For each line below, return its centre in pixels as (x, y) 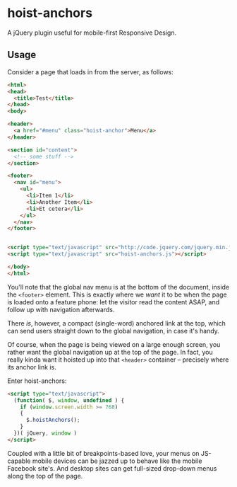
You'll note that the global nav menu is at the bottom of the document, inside (119, 287)
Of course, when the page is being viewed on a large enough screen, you (114, 344)
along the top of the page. (45, 476)
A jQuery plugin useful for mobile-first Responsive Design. (92, 33)
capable (19, 461)
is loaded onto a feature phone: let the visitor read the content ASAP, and (114, 302)
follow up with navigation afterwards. (61, 309)
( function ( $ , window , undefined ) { (69, 400)
